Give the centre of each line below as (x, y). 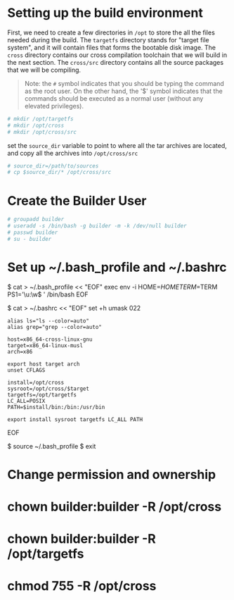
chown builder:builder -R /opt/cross (115, 507)
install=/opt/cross (36, 382)
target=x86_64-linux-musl (45, 345)
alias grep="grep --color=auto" (54, 327)
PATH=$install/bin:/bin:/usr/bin (56, 407)
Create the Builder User (77, 200)
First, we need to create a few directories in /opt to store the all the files (111, 32)
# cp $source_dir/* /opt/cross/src (59, 173)
